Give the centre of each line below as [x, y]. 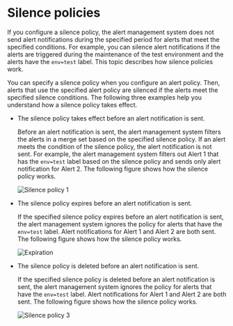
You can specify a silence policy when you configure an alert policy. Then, [114, 82]
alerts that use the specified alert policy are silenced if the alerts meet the [113, 90]
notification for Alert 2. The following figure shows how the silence [113, 169]
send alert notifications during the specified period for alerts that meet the [113, 39]
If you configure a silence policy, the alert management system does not [111, 32]
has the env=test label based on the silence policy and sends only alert [119, 161]
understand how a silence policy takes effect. [72, 104]
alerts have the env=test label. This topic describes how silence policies [110, 61]
